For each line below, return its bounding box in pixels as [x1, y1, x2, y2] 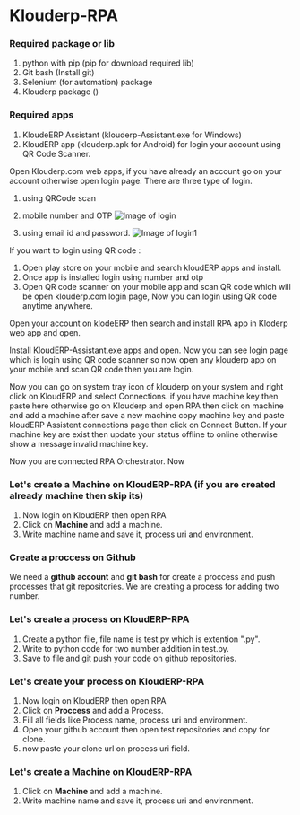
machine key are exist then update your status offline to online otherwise [9, 428, 278, 440]
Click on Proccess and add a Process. [21, 705, 164, 715]
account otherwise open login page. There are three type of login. [9, 175, 253, 186]
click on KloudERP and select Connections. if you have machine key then [9, 390, 279, 401]
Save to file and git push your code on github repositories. [21, 653, 237, 663]
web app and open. [9, 327, 81, 337]
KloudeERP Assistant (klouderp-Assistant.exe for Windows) [21, 129, 242, 140]
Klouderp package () [21, 86, 99, 97]
